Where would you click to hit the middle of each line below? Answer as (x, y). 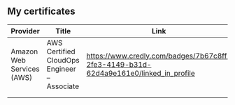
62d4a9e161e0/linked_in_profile (141, 73)
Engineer (61, 69)
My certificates (41, 11)
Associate (63, 86)
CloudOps (63, 60)
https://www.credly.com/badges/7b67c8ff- (159, 56)
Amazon (24, 51)
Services (25, 69)
